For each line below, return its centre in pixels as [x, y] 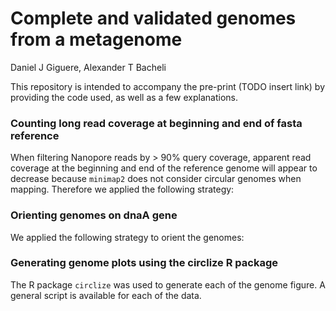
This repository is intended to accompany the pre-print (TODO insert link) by [168, 86]
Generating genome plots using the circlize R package [144, 263]
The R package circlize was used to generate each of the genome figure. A [168, 284]
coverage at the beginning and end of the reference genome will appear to [164, 168]
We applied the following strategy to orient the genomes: [127, 237]
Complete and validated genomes [153, 18]
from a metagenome [96, 39]
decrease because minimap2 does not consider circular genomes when [156, 179]
